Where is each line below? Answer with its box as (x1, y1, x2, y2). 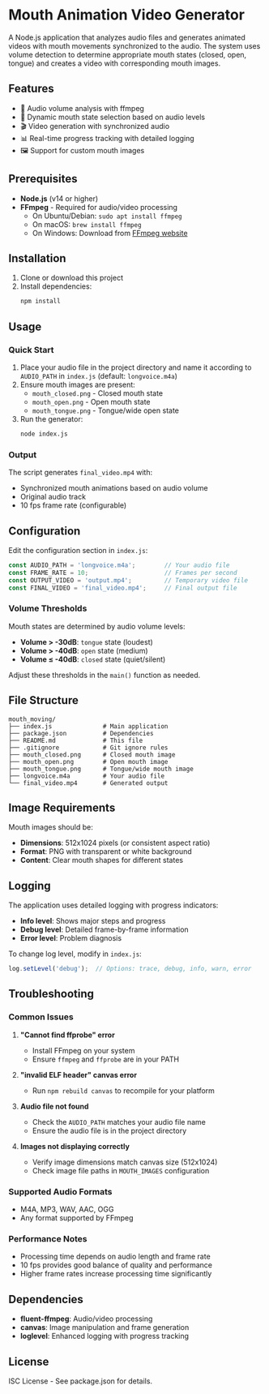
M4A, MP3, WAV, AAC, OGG (19, 1204, 114, 1214)
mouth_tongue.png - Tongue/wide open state (32, 405, 180, 415)
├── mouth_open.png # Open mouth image (8, 757, 169, 766)
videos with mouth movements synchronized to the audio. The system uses (8, 41, 261, 50)
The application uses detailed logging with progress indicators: (8, 900, 219, 910)
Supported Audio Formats (8, 1186, 113, 1197)
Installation (8, 251, 66, 265)
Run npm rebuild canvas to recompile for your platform (32, 1085, 215, 1096)
